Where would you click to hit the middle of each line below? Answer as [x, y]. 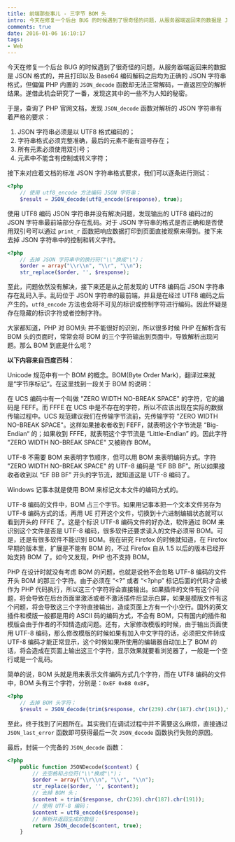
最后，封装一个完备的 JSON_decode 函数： [66, 747]
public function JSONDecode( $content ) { [79, 767]
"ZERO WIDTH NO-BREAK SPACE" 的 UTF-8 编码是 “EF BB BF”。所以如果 [113, 466]
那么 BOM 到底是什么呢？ [56, 345]
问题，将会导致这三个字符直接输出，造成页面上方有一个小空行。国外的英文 [120, 607]
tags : [15, 40]
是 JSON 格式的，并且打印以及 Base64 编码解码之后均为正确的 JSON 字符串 [117, 76]
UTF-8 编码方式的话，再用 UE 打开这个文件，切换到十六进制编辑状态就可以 [115, 513]
